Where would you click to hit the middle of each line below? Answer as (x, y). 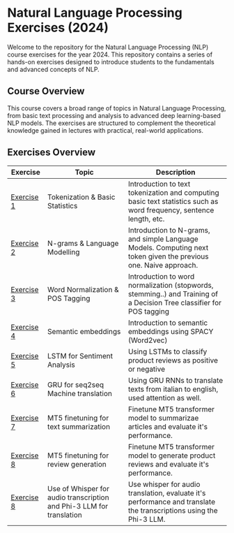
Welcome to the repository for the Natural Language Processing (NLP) (108, 47)
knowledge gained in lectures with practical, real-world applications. (106, 130)
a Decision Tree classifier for (174, 302)
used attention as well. (165, 397)
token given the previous (168, 256)
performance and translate (172, 502)
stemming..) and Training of (173, 293)
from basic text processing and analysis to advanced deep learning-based (114, 115)
